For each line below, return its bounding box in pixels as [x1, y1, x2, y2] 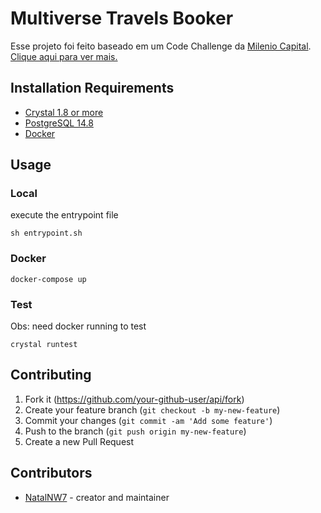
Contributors [10, 465, 93, 482]
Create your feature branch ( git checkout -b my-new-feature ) [24, 403, 281, 416]
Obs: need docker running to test [10, 320, 147, 332]
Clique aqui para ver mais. [10, 50, 118, 62]
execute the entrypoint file [10, 209, 119, 221]
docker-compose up [10, 274, 87, 284]
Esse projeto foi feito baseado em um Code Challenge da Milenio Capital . [10, 40, 312, 52]
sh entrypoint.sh [10, 228, 83, 239]
